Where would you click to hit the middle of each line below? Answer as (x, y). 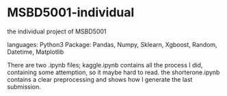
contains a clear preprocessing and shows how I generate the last (100, 79)
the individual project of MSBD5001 (57, 31)
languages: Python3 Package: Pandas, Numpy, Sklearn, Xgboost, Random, (112, 44)
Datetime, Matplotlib (36, 52)
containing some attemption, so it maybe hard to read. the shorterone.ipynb (113, 72)
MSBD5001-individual (71, 13)
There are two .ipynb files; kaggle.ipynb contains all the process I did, (105, 65)
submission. (24, 86)
